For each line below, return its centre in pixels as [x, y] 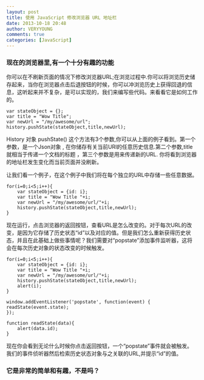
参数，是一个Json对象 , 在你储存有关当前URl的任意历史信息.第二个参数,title [100, 147]
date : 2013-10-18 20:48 [36, 23]
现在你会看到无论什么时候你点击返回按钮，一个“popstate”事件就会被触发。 [100, 346]
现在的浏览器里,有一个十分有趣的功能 [60, 63]
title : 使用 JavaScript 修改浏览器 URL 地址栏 [62, 18]
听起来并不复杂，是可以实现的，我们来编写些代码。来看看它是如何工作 [110, 92]
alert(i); [30, 286]
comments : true [25, 35]
